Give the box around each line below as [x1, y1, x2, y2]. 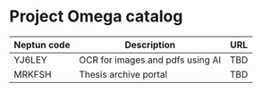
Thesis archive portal [79, 68, 168, 80]
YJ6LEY [13, 54, 47, 66]
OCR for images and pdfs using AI [79, 54, 222, 66]
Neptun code [13, 38, 71, 51]
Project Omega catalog [9, 6, 183, 27]
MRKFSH [13, 68, 52, 80]
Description [124, 38, 176, 51]
